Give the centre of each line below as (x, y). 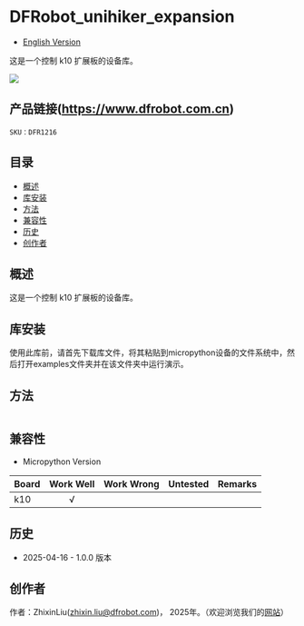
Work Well (72, 483)
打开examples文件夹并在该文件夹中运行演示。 (103, 364)
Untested (189, 483)
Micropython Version (62, 462)
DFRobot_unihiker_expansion (122, 17)
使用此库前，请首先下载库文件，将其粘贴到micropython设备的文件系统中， (148, 353)
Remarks (237, 483)
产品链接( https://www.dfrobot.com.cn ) (122, 109)
